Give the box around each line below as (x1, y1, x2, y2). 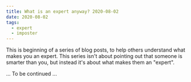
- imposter (11, 30, 38, 36)
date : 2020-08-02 (6, 14, 48, 20)
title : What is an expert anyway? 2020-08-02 (6, 8, 119, 15)
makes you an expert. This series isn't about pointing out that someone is (6, 53, 183, 60)
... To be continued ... (6, 70, 57, 77)
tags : (6, 19, 19, 25)
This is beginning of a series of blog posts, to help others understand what (6, 46, 186, 53)
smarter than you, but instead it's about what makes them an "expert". (6, 59, 175, 66)
